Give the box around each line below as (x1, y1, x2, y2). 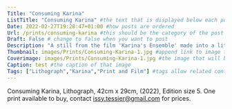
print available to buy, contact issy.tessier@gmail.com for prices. (7, 94, 191, 102)
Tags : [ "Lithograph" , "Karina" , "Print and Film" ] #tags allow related (7, 68, 212, 75)
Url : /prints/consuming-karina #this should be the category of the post (7, 29, 224, 37)
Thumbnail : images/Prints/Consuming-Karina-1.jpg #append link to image (7, 49, 221, 56)
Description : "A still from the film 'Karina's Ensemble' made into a (7, 42, 215, 49)
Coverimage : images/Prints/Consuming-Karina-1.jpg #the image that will (7, 55, 221, 62)
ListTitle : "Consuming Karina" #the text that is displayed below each (7, 17, 217, 23)
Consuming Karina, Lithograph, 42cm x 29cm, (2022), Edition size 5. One (7, 87, 216, 95)
